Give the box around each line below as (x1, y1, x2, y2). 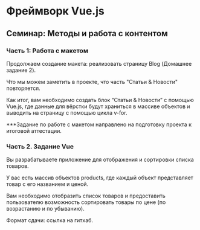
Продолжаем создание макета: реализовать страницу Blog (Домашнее (6, 60, 192, 67)
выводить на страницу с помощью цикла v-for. (6, 109, 128, 116)
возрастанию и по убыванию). (6, 205, 85, 212)
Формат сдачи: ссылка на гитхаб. (6, 217, 94, 224)
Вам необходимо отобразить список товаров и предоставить (6, 192, 166, 200)
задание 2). (6, 66, 36, 74)
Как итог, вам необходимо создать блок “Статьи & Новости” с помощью (6, 96, 195, 103)
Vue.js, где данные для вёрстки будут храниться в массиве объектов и (6, 103, 190, 110)
